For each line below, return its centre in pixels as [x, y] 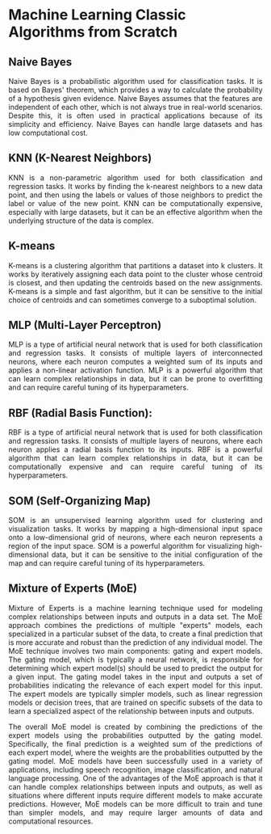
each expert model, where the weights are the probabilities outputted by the [135, 752]
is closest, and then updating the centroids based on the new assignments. [135, 282]
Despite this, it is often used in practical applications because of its [135, 116]
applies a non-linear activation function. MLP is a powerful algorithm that [135, 370]
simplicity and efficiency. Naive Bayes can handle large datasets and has [135, 124]
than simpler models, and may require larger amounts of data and [135, 812]
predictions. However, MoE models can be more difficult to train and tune [135, 804]
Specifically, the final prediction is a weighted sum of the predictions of [135, 743]
